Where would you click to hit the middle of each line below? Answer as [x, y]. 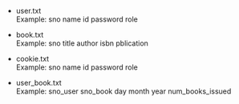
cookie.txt [32, 59]
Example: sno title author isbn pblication [82, 43]
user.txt [28, 11]
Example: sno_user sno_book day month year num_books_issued [124, 91]
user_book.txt [38, 83]
